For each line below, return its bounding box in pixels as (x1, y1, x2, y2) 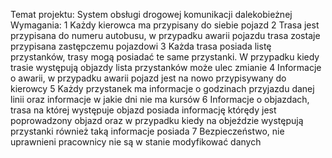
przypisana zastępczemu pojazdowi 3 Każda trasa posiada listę (10, 40, 272, 52)
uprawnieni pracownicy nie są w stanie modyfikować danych (10, 136, 262, 148)
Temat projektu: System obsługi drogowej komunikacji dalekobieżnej (10, 9, 293, 20)
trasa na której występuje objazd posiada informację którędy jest (10, 104, 277, 116)
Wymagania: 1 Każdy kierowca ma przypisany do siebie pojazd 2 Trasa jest (10, 19, 320, 31)
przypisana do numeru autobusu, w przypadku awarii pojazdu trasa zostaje (10, 30, 321, 41)
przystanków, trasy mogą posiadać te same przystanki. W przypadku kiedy (10, 51, 320, 63)
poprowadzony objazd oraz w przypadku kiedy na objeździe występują (10, 115, 304, 126)
